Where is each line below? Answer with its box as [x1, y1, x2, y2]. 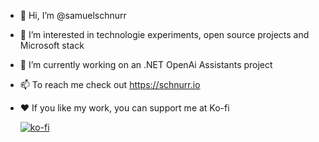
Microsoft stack [19, 40, 85, 51]
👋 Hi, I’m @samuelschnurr [19, 10, 127, 21]
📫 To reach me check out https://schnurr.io [19, 79, 201, 90]
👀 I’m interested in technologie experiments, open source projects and [19, 29, 310, 40]
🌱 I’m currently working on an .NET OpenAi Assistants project [19, 59, 273, 70]
